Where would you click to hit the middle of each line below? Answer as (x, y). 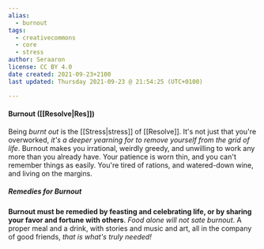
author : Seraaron (37, 60)
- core (26, 45)
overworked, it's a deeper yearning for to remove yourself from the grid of (129, 140)
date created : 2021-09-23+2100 (60, 74)
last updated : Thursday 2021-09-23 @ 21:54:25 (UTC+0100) (106, 81)
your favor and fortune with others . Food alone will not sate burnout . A (125, 220)
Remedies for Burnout (45, 191)
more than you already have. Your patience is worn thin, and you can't (123, 157)
